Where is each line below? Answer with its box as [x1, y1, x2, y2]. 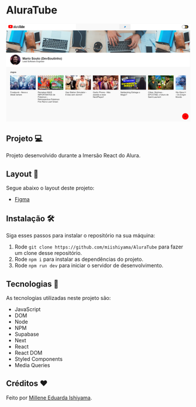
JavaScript [14, 305, 41, 313]
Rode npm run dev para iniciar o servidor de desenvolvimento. [14, 262, 164, 269]
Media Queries [14, 361, 50, 368]
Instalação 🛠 [6, 213, 54, 223]
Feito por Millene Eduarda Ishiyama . [6, 394, 92, 401]
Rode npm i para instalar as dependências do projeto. [14, 256, 143, 263]
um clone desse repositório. [14, 250, 82, 257]
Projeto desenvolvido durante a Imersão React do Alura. [6, 152, 141, 159]
